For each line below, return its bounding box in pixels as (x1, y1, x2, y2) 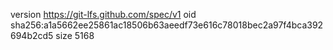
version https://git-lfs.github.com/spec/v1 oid (10, 9, 197, 20)
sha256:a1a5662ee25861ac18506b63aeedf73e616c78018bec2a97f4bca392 (10, 19, 324, 31)
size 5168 (55, 30, 95, 41)
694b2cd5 (10, 30, 54, 41)
